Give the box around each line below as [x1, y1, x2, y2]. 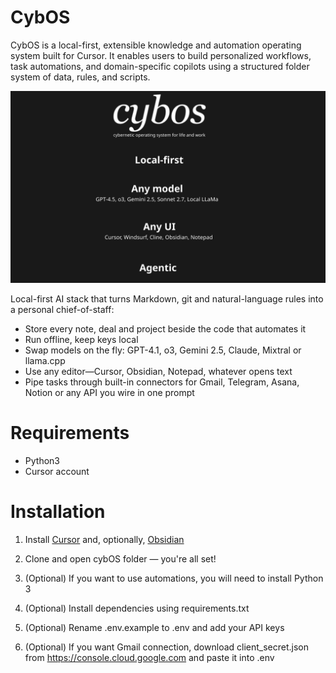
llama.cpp [24, 355, 66, 367]
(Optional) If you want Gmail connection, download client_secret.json [24, 641, 310, 653]
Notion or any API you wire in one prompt [24, 387, 195, 399]
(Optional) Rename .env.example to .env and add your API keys [24, 621, 285, 633]
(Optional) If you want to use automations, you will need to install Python [24, 572, 324, 584]
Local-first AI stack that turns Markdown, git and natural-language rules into [10, 293, 324, 305]
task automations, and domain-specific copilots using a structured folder [10, 60, 310, 72]
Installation [10, 501, 106, 523]
